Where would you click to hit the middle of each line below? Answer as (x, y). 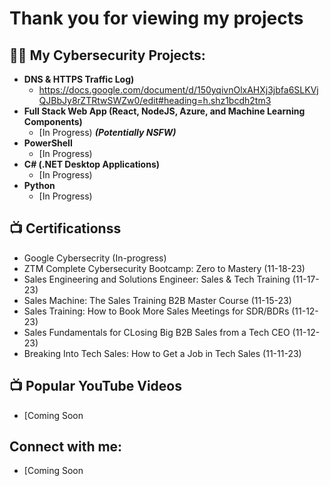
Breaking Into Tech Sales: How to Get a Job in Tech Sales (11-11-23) (162, 353)
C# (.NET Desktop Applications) (92, 164)
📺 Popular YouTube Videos (95, 386)
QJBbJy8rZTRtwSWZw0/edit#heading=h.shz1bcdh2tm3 (155, 100)
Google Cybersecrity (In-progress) (95, 258)
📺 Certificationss (65, 228)
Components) (53, 121)
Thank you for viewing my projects (156, 18)
